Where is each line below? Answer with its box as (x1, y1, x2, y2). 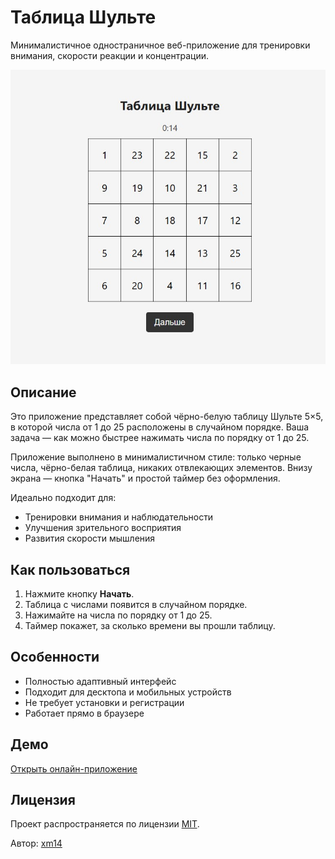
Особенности (10, 649, 100, 666)
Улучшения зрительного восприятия (24, 522, 182, 534)
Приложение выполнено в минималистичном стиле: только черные (10, 451, 302, 463)
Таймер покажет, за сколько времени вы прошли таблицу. (24, 619, 276, 631)
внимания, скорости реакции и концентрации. (10, 49, 210, 61)
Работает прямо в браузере (24, 707, 145, 719)
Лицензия (10, 791, 76, 808)
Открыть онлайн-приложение (10, 762, 138, 775)
